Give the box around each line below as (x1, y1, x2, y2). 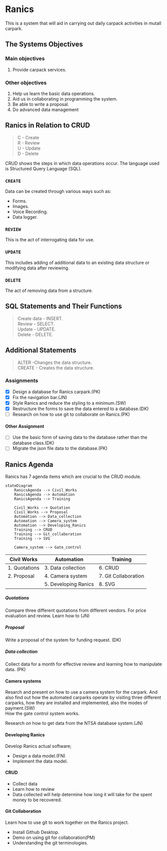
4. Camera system (44, 573, 87, 580)
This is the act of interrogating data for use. (5, 237, 95, 243)
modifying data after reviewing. (5, 265, 69, 271)
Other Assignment (5, 423, 44, 429)
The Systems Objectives (5, 40, 83, 49)
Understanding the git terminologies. (12, 840, 88, 846)
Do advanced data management (12, 107, 79, 113)
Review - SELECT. (17, 321, 55, 327)
